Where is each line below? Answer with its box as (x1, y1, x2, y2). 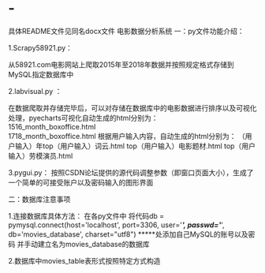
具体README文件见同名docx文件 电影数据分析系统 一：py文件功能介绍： (8, 26, 244, 36)
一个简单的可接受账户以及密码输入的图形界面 (8, 178, 154, 187)
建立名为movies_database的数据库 (37, 239, 150, 249)
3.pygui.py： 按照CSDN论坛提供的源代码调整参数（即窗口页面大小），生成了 (8, 167, 254, 177)
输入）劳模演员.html (8, 151, 73, 160)
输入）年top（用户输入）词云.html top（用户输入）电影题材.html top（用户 (14, 141, 256, 151)
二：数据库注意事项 (8, 194, 71, 204)
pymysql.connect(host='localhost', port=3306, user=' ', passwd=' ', (8, 220, 225, 230)
